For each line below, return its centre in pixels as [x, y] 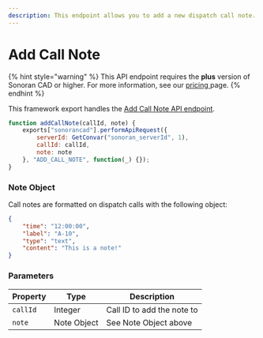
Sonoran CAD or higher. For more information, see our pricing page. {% [124, 84]
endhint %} [26, 93]
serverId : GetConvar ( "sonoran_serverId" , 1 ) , [113, 138]
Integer [67, 310]
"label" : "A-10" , [51, 234]
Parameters [31, 276]
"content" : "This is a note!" [72, 248]
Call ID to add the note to [152, 310]
